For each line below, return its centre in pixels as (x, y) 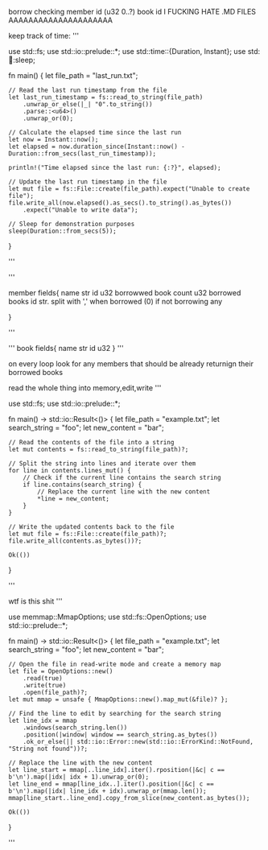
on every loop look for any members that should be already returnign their (131, 364)
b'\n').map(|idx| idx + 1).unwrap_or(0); (79, 777)
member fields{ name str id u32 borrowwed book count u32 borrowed (125, 293)
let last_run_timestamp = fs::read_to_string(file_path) (106, 97)
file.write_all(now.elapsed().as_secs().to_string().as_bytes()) (120, 203)
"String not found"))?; (48, 749)
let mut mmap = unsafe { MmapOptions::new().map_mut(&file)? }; (118, 699)
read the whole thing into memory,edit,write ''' (85, 388)
